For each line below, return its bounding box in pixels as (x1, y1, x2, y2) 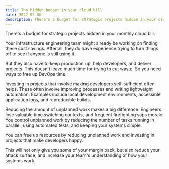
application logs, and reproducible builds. (5, 97, 91, 103)
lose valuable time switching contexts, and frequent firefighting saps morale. (5, 112, 164, 118)
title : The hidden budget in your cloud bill (5, 7, 102, 13)
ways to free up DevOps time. (5, 71, 67, 77)
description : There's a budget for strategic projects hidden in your (5, 17, 156, 22)
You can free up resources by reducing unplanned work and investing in (5, 132, 155, 138)
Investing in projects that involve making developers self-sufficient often (5, 81, 155, 87)
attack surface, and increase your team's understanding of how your (5, 152, 147, 158)
